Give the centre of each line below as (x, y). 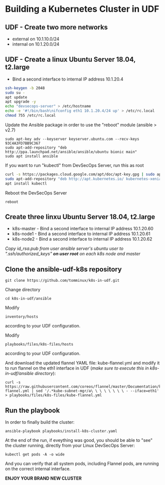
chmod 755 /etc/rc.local (30, 116)
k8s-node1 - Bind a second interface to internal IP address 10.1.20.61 (81, 234)
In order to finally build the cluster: (40, 422)
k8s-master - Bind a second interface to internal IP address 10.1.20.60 (83, 229)
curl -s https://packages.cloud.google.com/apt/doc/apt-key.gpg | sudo (80, 174)
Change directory (23, 290)
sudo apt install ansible (31, 156)
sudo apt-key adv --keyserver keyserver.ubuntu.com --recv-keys (72, 139)
